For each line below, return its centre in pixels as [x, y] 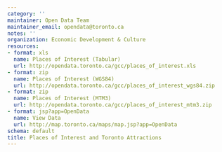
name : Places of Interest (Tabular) [67, 60]
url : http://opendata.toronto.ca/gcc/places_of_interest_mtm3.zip [113, 105]
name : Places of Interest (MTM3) [63, 99]
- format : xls [28, 53]
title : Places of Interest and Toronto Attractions [84, 137]
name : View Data [37, 118]
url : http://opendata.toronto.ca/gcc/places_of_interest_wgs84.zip [115, 85]
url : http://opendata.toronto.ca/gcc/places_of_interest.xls [105, 66]
